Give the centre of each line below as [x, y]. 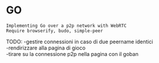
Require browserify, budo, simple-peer [55, 31]
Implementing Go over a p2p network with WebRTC [66, 26]
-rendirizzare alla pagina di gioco [46, 48]
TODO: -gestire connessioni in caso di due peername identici [79, 41]
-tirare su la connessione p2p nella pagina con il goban [72, 54]
